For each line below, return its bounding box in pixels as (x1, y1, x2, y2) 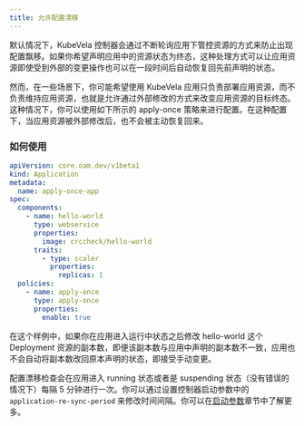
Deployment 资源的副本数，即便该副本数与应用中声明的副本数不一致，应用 (9, 342, 288, 353)
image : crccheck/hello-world (42, 237, 152, 246)
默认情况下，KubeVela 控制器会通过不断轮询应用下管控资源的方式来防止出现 (9, 39, 293, 50)
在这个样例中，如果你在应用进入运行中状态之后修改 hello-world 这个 (9, 330, 263, 341)
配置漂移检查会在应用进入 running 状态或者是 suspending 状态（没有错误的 (9, 373, 289, 383)
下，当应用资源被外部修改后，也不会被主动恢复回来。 (9, 115, 209, 126)
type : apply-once (33, 295, 100, 305)
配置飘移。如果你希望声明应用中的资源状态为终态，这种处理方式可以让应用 (9, 51, 288, 62)
